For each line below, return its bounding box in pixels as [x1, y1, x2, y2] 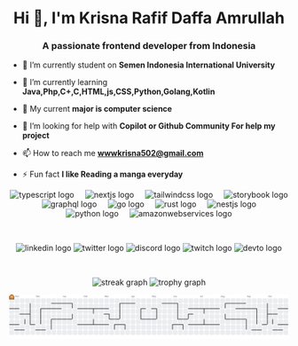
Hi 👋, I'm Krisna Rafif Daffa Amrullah [12, 8, 286, 28]
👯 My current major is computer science [21, 104, 173, 114]
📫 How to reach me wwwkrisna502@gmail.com [21, 148, 204, 159]
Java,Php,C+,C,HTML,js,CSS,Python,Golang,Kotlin [21, 86, 216, 97]
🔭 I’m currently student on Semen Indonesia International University [21, 59, 276, 70]
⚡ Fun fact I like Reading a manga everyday [21, 169, 184, 180]
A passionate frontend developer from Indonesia [42, 40, 256, 52]
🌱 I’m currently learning [21, 77, 108, 88]
